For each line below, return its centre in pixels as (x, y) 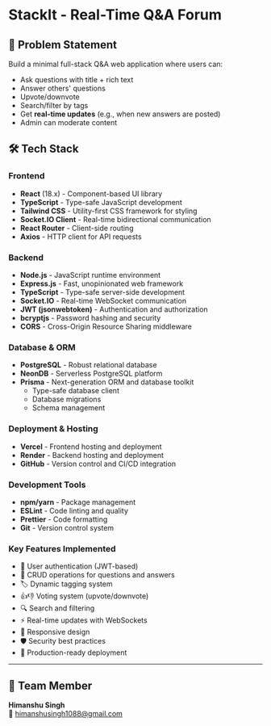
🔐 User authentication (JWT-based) (79, 566)
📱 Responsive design (55, 632)
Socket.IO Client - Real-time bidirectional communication (115, 219)
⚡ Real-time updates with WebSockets (83, 620)
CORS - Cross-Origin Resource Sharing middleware (106, 326)
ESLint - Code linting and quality (74, 510)
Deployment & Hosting (53, 429)
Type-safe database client (75, 391)
